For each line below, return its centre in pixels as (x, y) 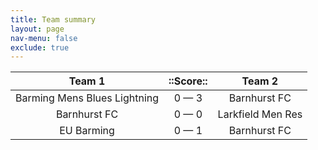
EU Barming (87, 131)
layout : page (37, 29)
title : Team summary (53, 19)
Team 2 (260, 81)
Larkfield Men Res (260, 114)
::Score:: (188, 81)
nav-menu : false (44, 38)
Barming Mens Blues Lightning (87, 98)
